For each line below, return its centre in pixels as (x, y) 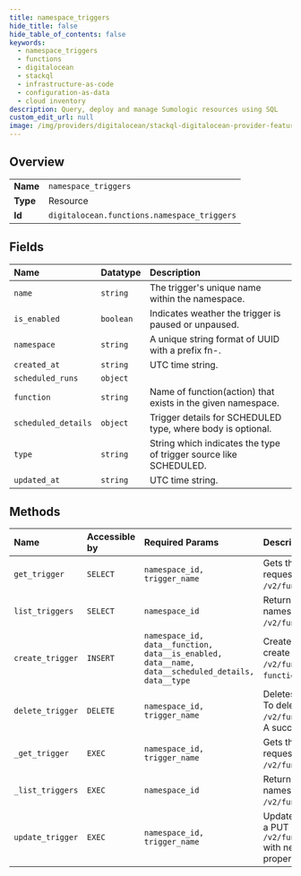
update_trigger (46, 837)
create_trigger (46, 658)
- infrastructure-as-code (66, 84)
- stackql (35, 76)
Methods (35, 512)
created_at (37, 365)
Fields (27, 247)
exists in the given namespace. (214, 402)
